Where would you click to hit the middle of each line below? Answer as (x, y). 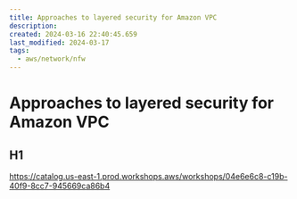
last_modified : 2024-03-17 (59, 42)
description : (33, 26)
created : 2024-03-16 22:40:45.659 (74, 34)
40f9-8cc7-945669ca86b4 (60, 186)
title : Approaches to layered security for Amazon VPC (113, 17)
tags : (19, 51)
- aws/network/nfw (52, 59)
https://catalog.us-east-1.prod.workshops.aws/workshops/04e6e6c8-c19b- (148, 176)
